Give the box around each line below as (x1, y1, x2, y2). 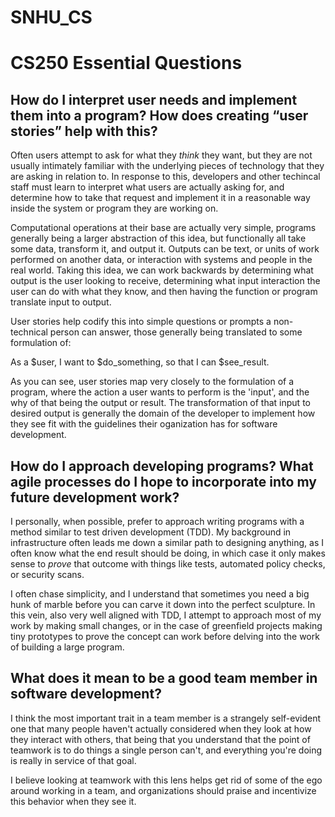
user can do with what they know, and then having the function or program (10, 286, 318, 298)
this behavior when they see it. (10, 795, 137, 807)
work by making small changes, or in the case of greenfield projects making (10, 620, 323, 631)
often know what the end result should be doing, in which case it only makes (10, 547, 326, 559)
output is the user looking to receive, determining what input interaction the (10, 275, 321, 287)
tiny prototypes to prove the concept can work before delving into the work (10, 631, 320, 642)
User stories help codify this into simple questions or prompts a (10, 316, 272, 328)
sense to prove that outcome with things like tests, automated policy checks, (10, 558, 326, 570)
